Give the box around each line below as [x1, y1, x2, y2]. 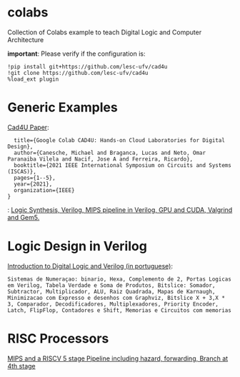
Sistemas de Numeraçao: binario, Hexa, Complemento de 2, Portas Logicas [7, 276, 232, 283]
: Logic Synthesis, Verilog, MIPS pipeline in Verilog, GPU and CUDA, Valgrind [7, 205, 233, 214]
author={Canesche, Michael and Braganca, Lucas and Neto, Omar [14, 149, 206, 156]
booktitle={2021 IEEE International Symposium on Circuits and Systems [14, 161, 232, 169]
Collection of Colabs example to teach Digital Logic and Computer [7, 28, 202, 36]
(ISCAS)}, [7, 168, 37, 175]
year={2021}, [14, 180, 53, 188]
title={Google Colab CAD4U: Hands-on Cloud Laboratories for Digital [14, 136, 225, 144]
